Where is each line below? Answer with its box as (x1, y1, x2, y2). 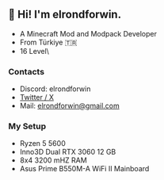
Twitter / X (19, 93, 54, 102)
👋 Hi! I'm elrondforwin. (8, 8, 121, 21)
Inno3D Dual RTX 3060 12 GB (19, 147, 116, 157)
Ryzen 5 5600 (19, 139, 66, 148)
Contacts (8, 66, 45, 77)
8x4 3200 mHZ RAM (19, 155, 87, 165)
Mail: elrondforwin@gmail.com (19, 101, 120, 111)
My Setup (8, 121, 47, 132)
